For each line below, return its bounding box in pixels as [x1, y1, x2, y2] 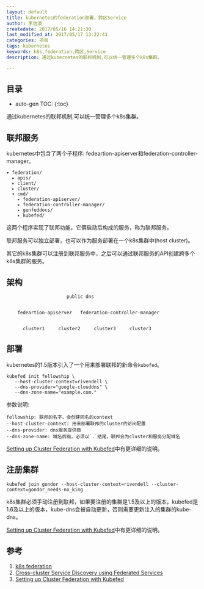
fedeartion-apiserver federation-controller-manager [17, 309, 160, 316]
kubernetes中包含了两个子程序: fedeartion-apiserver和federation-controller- [6, 150, 199, 157]
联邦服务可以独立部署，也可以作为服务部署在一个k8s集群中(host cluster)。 [6, 237, 194, 244]
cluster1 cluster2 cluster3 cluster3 [22, 326, 151, 332]
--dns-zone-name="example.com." [14, 389, 97, 396]
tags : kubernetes [6, 43, 51, 49]
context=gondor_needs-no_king [6, 486, 84, 493]
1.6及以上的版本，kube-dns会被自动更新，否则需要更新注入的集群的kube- [6, 505, 192, 513]
